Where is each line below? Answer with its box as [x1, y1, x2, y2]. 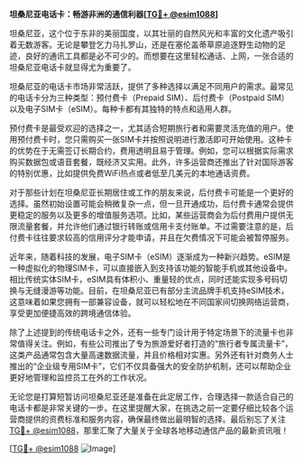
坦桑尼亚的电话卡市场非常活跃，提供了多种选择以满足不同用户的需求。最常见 [9, 81, 294, 91]
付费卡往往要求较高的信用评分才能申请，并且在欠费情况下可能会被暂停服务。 [9, 232, 294, 243]
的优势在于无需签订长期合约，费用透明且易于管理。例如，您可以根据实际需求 [9, 145, 294, 156]
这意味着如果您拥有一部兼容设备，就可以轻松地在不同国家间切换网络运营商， [9, 297, 294, 307]
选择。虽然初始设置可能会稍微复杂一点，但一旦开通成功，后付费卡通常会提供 [9, 199, 294, 208]
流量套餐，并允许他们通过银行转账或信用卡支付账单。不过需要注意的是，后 [16, 221, 294, 231]
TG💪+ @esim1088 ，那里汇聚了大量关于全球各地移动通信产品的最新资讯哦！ [9, 425, 289, 436]
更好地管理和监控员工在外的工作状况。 [9, 372, 151, 383]
